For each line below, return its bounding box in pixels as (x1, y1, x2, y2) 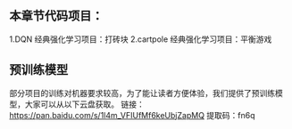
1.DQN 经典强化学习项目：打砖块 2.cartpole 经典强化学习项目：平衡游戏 (9, 34, 272, 44)
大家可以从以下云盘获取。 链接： (24, 99, 145, 109)
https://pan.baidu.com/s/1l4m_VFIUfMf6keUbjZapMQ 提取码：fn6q (9, 109, 255, 120)
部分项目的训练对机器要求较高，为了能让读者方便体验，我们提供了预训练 (9, 87, 275, 98)
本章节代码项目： (9, 8, 104, 24)
